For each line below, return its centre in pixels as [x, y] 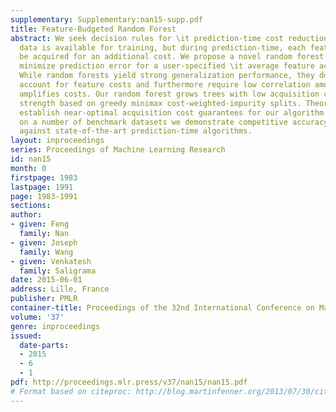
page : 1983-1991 [44, 196]
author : [26, 215]
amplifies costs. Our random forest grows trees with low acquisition [169, 94]
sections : [31, 206]
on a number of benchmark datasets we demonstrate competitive [153, 122]
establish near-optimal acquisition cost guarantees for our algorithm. [174, 112]
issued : [26, 336]
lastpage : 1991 [42, 187]
